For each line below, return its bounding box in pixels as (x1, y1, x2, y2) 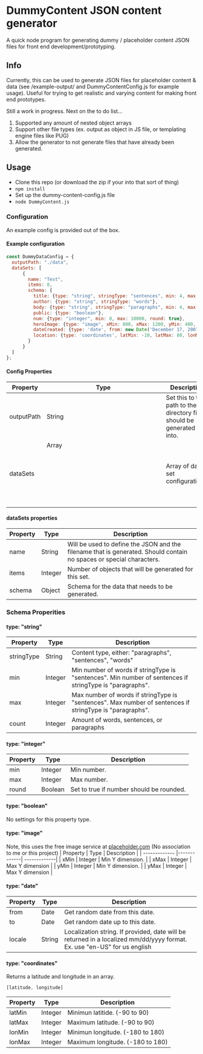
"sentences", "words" (71, 656, 134, 665)
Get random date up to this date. (64, 918, 156, 926)
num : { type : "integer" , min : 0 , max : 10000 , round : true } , (33, 315, 185, 322)
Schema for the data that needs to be (67, 583, 173, 591)
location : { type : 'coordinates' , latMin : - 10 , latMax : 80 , (33, 332, 185, 338)
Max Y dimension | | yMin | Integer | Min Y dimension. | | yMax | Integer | (6, 862, 187, 869)
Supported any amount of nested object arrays (14, 119, 132, 126)
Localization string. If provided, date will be (64, 928, 186, 936)
